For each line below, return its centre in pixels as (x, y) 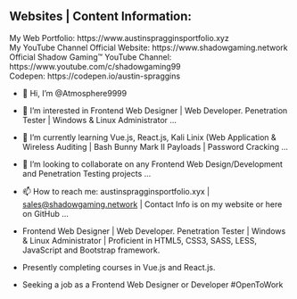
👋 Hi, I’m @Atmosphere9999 (74, 93)
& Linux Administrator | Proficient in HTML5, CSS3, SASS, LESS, (139, 240)
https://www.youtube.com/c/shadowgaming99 (95, 66)
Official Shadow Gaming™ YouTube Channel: (91, 57)
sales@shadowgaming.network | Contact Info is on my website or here (152, 204)
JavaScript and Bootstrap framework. (91, 250)
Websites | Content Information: (100, 17)
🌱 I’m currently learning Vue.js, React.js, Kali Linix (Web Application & (149, 137)
